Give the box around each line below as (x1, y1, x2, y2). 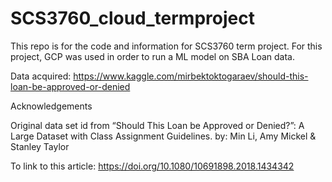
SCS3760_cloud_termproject (10, 7, 255, 30)
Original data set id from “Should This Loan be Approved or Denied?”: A (10, 119, 305, 131)
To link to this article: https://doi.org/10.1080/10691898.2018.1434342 (10, 160, 295, 172)
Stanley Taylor (10, 140, 70, 152)
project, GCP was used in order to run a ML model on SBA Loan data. (10, 50, 296, 62)
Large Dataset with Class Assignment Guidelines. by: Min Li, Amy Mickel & (10, 130, 317, 142)
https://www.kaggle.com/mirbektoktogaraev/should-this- (73, 70, 309, 82)
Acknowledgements (10, 100, 93, 112)
